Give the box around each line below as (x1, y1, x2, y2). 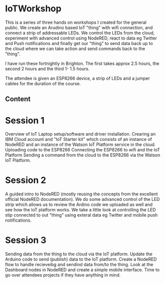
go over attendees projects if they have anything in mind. (5, 272, 121, 278)
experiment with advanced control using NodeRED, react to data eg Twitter (5, 35, 157, 41)
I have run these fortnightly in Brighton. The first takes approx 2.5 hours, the (5, 60, 160, 66)
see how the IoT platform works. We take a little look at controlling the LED (5, 207, 156, 213)
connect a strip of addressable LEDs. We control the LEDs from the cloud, (5, 30, 155, 36)
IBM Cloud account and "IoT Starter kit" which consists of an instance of (5, 137, 152, 142)
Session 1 (5, 115, 45, 126)
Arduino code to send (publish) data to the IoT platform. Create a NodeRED (5, 256, 157, 262)
